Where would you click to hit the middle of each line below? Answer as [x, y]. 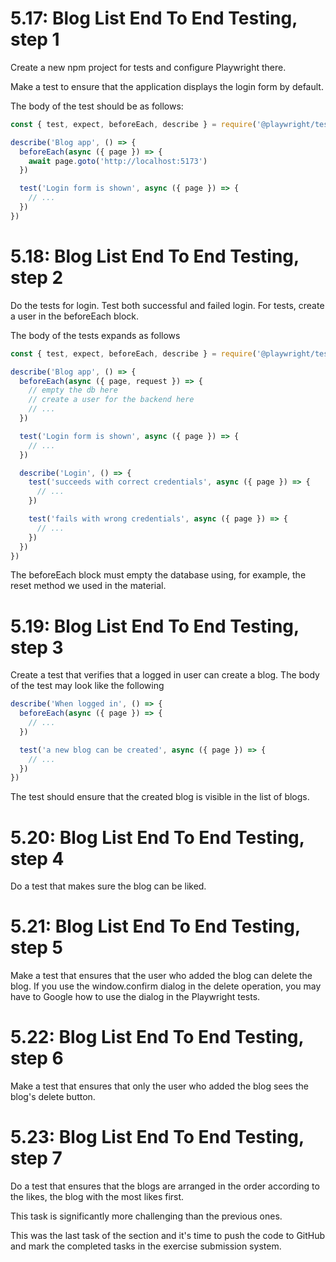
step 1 [35, 39]
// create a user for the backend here [111, 400]
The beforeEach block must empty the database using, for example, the [158, 575]
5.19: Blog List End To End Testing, [155, 626]
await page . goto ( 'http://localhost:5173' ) [118, 161]
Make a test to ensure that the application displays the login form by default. [167, 86]
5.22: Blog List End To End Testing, [157, 1037]
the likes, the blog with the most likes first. [97, 1197]
